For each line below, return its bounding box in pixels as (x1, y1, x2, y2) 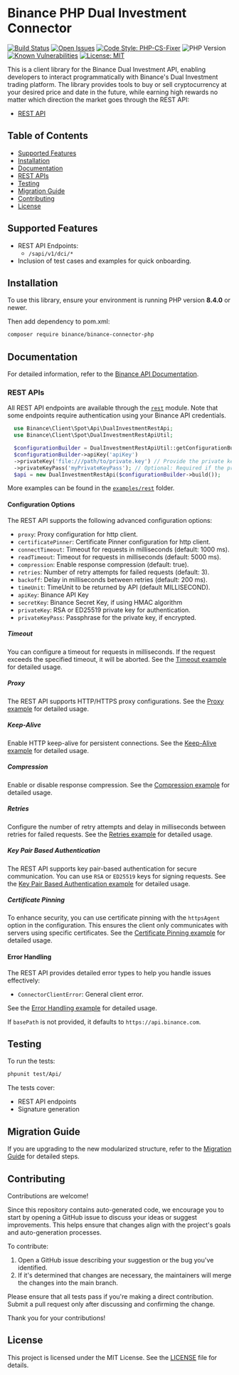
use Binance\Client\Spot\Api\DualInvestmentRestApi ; (14, 425, 174, 432)
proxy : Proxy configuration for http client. (17, 529, 139, 539)
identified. (17, 1263, 48, 1272)
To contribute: (7, 1242, 48, 1250)
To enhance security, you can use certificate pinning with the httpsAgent (7, 913, 221, 922)
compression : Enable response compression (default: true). (17, 560, 189, 569)
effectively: (7, 976, 41, 985)
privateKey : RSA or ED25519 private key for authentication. (17, 606, 191, 614)
